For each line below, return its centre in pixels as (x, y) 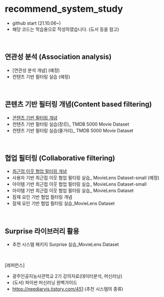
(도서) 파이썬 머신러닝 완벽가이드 (45, 283)
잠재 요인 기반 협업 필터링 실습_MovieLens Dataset (63, 204)
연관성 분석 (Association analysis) (58, 57)
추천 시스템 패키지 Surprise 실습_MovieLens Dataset (65, 245)
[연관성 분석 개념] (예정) (36, 70)
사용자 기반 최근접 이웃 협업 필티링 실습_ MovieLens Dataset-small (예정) (86, 178)
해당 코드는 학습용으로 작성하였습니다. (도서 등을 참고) (66, 29)
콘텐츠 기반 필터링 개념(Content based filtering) (78, 104)
